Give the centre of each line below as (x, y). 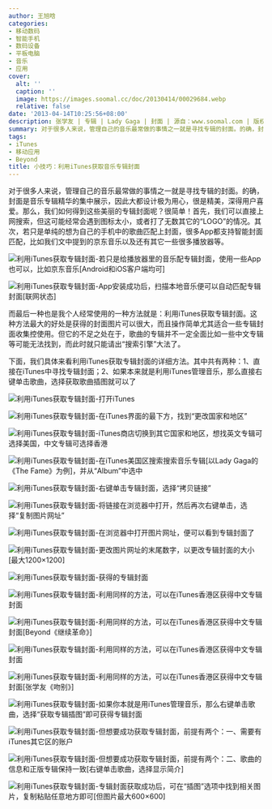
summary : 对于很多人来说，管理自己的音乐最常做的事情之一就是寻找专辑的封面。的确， (133, 129)
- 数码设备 (24, 46)
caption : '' (36, 91)
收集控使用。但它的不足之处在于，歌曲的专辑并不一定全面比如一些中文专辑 (139, 334)
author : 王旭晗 (32, 16)
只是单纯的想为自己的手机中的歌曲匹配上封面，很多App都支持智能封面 (146, 231)
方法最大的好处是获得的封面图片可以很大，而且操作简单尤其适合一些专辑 (136, 324)
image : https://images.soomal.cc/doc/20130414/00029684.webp (121, 99)
